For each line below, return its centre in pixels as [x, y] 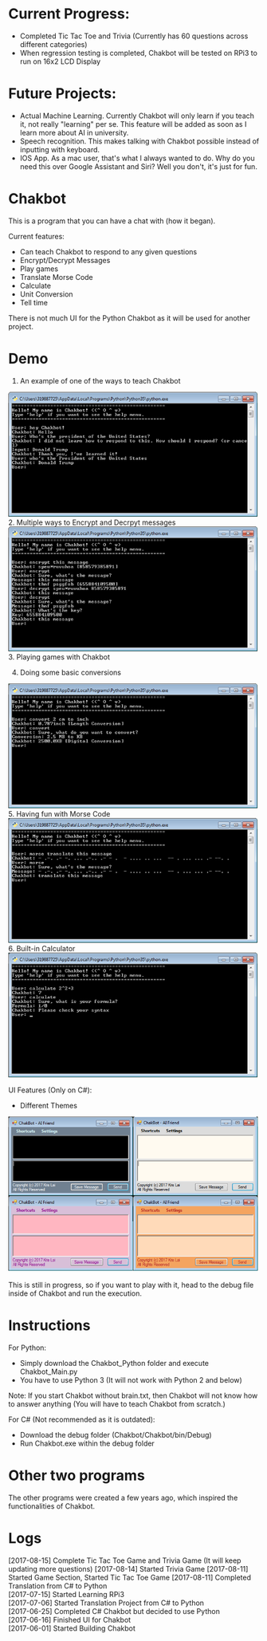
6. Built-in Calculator [42, 948]
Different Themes [49, 1105]
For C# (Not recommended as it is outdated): [82, 1419]
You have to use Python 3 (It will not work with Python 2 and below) [131, 1379]
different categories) [53, 44]
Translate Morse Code [56, 277]
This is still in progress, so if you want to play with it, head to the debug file [131, 1285]
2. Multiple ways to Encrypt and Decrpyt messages [92, 522]
